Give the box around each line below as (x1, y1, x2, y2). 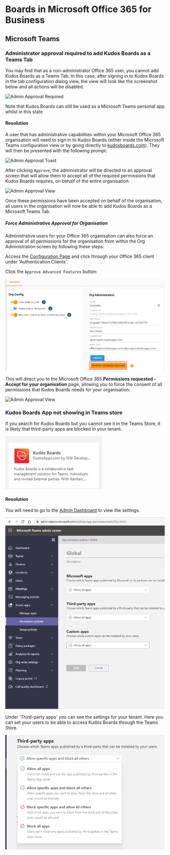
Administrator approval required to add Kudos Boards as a (5, 50, 151, 57)
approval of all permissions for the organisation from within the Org (5, 238, 145, 244)
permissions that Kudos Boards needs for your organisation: (5, 386, 131, 393)
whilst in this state (5, 108, 43, 114)
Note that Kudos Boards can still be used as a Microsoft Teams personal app (5, 103, 165, 109)
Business (5, 14, 45, 26)
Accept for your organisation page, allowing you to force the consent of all (5, 381, 163, 387)
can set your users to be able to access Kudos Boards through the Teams (5, 719, 158, 725)
